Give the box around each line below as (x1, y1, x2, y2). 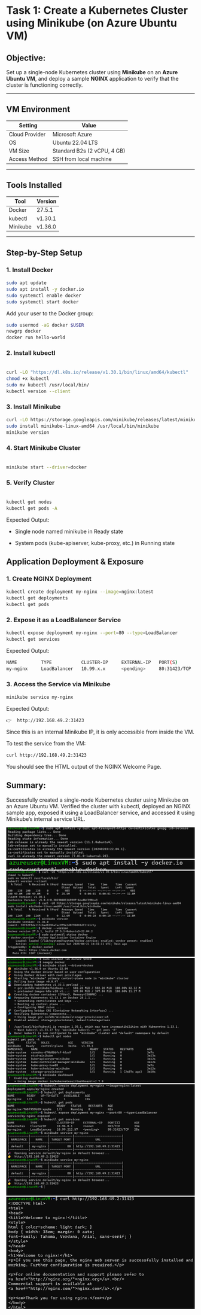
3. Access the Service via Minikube (6, 680, 111, 688)
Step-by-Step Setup (6, 248, 83, 258)
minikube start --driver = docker (6, 464, 87, 470)
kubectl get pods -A (6, 505, 58, 512)
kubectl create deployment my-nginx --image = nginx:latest (6, 589, 154, 595)
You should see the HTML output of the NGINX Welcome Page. (6, 763, 162, 770)
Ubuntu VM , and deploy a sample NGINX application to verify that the (6, 75, 179, 82)
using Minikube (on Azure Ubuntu (6, 16, 178, 30)
